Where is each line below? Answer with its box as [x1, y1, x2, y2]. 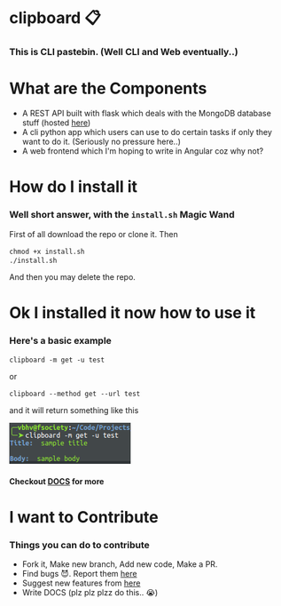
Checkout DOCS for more [9, 475, 105, 486]
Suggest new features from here [21, 578, 141, 588]
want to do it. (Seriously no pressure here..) [21, 136, 182, 148]
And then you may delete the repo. [9, 271, 136, 282]
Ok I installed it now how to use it [9, 302, 256, 323]
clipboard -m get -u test [9, 355, 105, 365]
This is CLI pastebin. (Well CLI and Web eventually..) [9, 46, 238, 59]
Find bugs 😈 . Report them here [21, 569, 137, 579]
